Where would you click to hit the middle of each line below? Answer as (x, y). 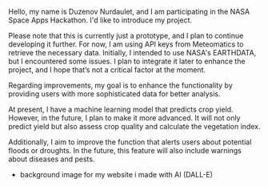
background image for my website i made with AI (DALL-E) (116, 175)
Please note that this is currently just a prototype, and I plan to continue (126, 36)
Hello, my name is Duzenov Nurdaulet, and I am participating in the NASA (129, 12)
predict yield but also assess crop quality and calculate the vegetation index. (134, 126)
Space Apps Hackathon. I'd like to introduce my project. (100, 20)
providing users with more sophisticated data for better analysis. (115, 94)
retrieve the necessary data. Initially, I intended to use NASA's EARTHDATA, (132, 53)
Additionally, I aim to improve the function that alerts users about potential (130, 142)
